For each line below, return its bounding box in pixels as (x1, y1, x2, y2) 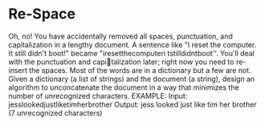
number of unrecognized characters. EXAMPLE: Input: (8, 91, 188, 100)
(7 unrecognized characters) (8, 108, 103, 117)
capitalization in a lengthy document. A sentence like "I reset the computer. (8, 39, 257, 49)
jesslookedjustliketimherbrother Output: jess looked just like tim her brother (8, 100, 257, 109)
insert (8, 65, 28, 75)
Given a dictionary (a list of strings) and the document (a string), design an (8, 74, 255, 83)
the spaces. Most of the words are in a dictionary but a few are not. (29, 65, 251, 75)
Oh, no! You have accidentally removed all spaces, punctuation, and (8, 31, 233, 41)
